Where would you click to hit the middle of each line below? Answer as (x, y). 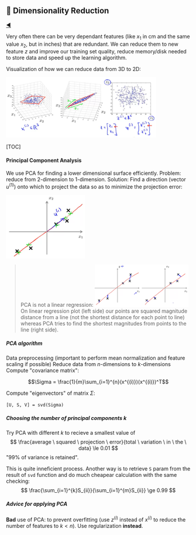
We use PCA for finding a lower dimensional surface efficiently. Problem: (94, 173)
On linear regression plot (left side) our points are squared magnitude (104, 311)
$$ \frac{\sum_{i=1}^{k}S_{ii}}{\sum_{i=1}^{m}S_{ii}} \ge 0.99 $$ (98, 490)
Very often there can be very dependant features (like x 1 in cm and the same (98, 37)
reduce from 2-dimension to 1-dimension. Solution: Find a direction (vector (96, 180)
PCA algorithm (24, 343)
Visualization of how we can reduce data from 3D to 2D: (74, 69)
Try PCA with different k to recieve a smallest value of (71, 433)
